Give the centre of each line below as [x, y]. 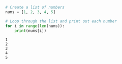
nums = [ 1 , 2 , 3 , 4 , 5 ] [30, 12]
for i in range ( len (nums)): [35, 26]
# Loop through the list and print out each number [61, 21]
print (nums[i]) [30, 30]
